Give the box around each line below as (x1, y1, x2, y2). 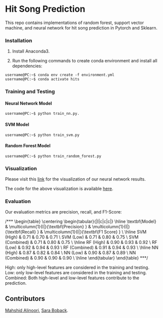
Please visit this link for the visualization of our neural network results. (5, 176, 146, 182)
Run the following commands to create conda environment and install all (12, 58, 158, 64)
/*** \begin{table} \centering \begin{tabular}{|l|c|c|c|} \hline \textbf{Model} (5, 218, 157, 224)
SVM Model (5, 121, 29, 127)
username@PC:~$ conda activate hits (5, 77, 80, 82)
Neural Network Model (5, 100, 52, 106)
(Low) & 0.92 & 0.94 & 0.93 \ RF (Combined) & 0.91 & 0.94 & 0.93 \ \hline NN (5, 244, 159, 251)
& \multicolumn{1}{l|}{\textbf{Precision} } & (5, 224, 91, 230)
